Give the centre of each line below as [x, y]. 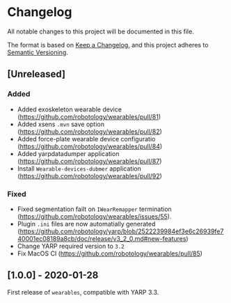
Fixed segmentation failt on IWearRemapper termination [94, 209]
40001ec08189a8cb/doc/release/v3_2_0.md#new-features [102, 238]
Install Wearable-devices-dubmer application [79, 169]
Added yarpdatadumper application [68, 153]
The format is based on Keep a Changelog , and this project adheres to [108, 45]
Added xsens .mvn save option [61, 124]
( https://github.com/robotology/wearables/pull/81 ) [89, 116]
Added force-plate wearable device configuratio [86, 139]
